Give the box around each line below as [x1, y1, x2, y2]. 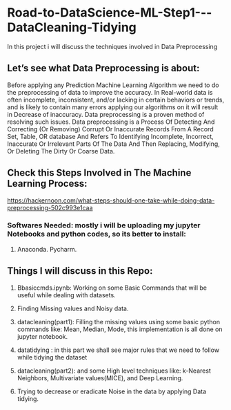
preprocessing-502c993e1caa [7, 203, 93, 212]
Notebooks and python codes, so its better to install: [7, 230, 186, 239]
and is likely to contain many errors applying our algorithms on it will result [7, 102, 219, 111]
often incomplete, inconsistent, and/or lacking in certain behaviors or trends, [7, 95, 225, 104]
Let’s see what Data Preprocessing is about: [7, 62, 200, 74]
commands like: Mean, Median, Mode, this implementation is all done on [17, 325, 223, 333]
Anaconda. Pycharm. [17, 245, 77, 253]
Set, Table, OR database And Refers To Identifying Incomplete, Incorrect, [7, 132, 214, 140]
